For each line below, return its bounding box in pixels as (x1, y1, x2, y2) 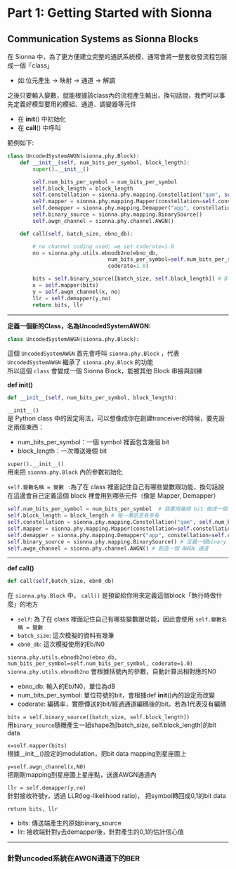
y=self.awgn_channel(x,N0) (7, 764, 86, 771)
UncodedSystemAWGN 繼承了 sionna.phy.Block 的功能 (7, 358, 154, 366)
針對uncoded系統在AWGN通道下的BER (7, 854, 140, 863)
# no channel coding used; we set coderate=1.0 (32, 243, 174, 250)
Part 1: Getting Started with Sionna (7, 5, 213, 21)
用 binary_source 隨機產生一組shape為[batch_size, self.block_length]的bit (7, 721, 216, 729)
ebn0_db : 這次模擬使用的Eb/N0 (17, 640, 105, 648)
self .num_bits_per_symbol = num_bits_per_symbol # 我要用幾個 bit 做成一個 (7, 506, 228, 513)
